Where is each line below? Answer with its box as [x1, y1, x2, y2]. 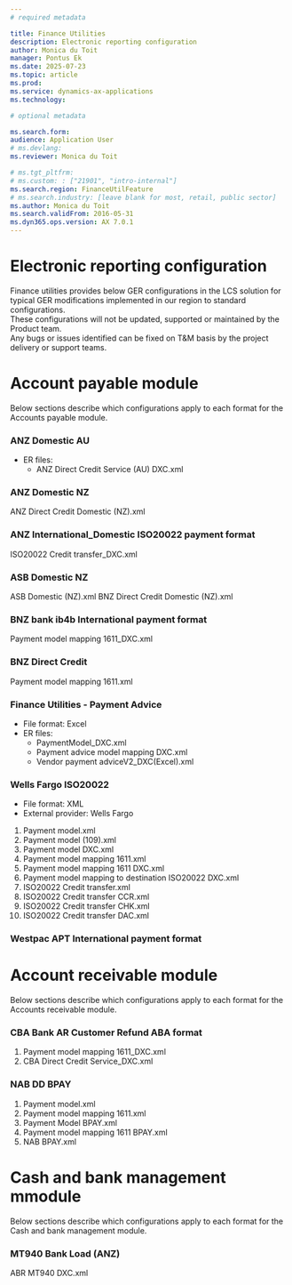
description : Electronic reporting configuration [10, 37, 198, 46]
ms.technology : [10, 95, 67, 104]
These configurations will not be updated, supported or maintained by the [10, 313, 280, 325]
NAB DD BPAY [10, 1078, 72, 1090]
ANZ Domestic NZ [10, 486, 90, 499]
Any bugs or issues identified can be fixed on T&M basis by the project [10, 333, 269, 343]
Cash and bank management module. [10, 1225, 147, 1236]
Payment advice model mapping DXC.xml [36, 746, 188, 757]
